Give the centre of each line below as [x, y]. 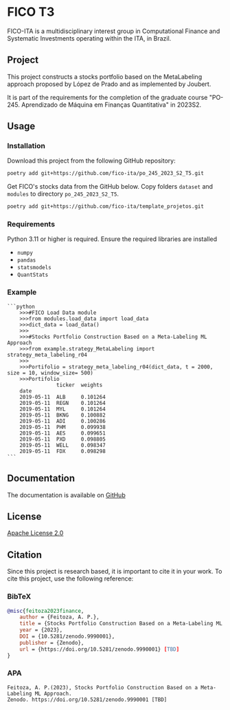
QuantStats [33, 275]
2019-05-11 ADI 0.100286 [63, 421]
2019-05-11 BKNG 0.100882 [63, 415]
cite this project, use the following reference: [70, 578]
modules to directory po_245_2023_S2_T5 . [63, 194]
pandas [26, 260]
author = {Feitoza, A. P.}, [59, 617]
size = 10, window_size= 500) [50, 373]
